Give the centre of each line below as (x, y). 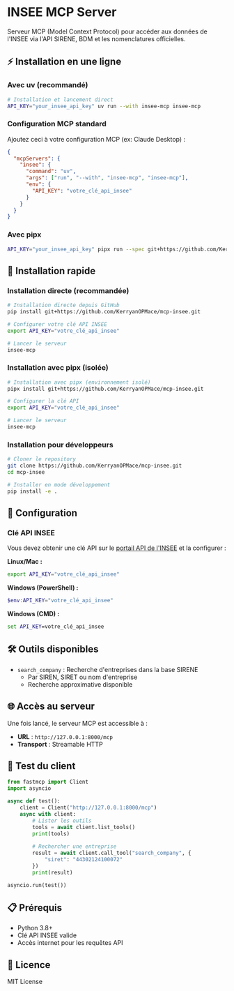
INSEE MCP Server (62, 12)
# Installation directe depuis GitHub (63, 305)
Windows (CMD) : (33, 614)
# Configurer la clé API (43, 401)
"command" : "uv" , (51, 172)
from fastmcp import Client (48, 782)
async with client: (48, 814)
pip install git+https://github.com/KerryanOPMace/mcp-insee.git (104, 312)
